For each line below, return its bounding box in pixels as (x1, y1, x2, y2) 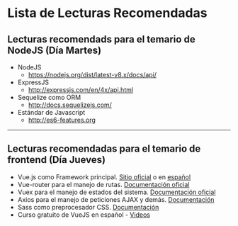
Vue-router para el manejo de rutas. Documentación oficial (17, 180, 190, 188)
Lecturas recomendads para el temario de (7, 33, 196, 45)
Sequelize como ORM (17, 94, 81, 101)
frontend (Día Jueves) (7, 154, 106, 166)
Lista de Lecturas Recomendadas (7, 5, 208, 21)
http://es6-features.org (28, 115, 96, 124)
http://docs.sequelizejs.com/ (28, 101, 112, 109)
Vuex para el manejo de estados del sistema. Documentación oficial (17, 188, 216, 196)
